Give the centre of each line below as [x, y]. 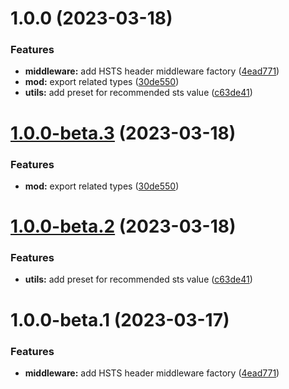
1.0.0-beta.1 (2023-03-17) [120, 319]
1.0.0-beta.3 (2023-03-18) [123, 133]
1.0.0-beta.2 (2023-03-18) [123, 226]
